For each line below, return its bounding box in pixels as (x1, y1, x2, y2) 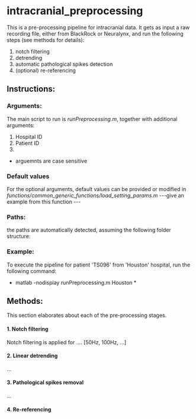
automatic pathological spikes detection (15, 61, 113, 68)
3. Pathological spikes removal (7, 379, 84, 386)
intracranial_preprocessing (7, 4, 143, 18)
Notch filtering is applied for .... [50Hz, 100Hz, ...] (7, 338, 127, 345)
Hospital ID (15, 133, 43, 140)
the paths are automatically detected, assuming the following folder (7, 227, 171, 234)
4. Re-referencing (7, 405, 52, 413)
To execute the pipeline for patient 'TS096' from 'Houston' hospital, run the (7, 261, 191, 268)
